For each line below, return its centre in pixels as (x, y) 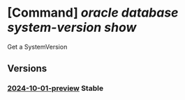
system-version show (72, 27)
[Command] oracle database (93, 13)
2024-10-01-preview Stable (55, 88)
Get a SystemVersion (37, 47)
